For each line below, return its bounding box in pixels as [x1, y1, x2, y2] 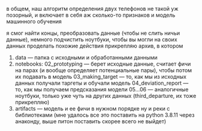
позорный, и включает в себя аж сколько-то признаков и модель [6, 11, 176, 19]
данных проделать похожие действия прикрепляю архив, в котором [6, 42, 183, 49]
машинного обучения [6, 18, 62, 25]
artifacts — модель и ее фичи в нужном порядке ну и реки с [14, 105, 170, 112]
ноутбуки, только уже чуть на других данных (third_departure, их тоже [14, 93, 197, 99]
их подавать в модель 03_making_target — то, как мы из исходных [14, 73, 187, 80]
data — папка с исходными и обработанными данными [14, 54, 158, 61]
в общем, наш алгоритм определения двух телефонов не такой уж [6, 5, 179, 12]
